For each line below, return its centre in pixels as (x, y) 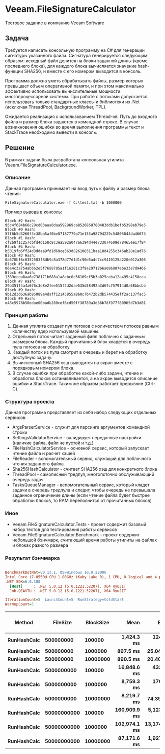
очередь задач (28, 480)
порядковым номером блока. (43, 368)
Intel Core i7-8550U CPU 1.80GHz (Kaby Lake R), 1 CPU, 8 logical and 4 (81, 577)
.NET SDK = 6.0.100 (23, 582)
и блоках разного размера (40, 545)
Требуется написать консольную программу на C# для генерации (75, 50)
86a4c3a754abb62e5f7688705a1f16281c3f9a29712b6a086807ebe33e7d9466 (76, 268)
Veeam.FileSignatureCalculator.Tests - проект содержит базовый (79, 524)
